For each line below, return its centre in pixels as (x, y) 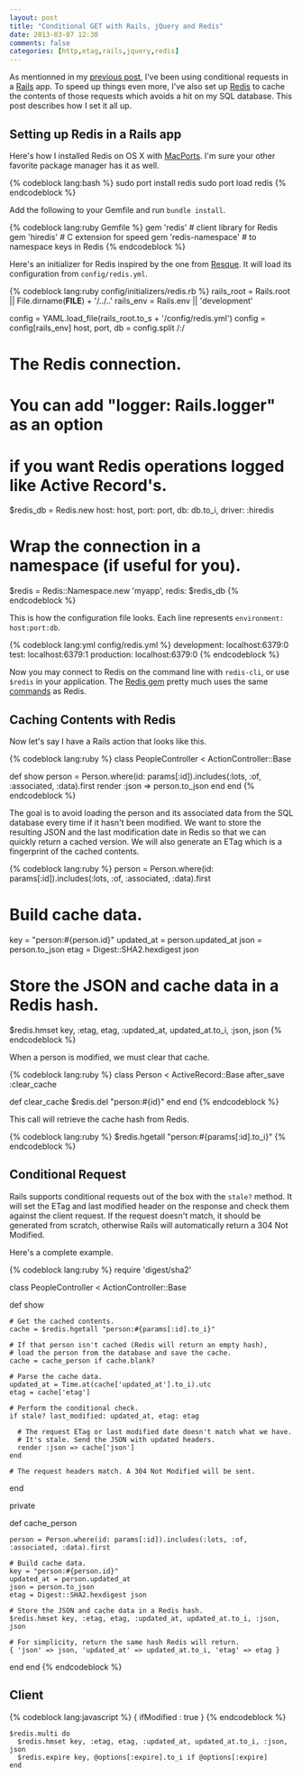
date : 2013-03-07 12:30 (54, 34)
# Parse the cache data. (56, 1376)
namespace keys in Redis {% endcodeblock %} (98, 246)
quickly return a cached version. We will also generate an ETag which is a (146, 842)
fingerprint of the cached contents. (74, 851)
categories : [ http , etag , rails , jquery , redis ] (94, 51)
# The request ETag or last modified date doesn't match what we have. (155, 1431)
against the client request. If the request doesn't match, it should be (135, 1216)
